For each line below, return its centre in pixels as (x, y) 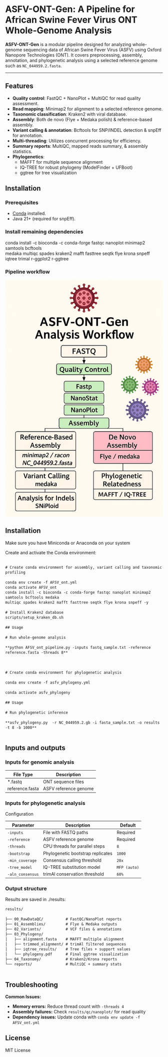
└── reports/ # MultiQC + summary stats (63, 964)
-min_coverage (22, 860)
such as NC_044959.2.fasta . (33, 66)
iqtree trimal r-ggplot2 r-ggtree (37, 258)
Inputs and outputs (35, 748)
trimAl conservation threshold (73, 874)
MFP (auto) (128, 868)
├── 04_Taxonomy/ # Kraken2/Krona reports (61, 959)
